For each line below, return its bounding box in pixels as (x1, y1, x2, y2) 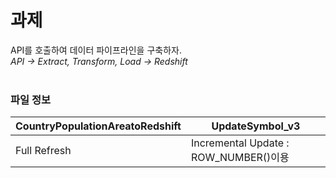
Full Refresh (15, 144, 72, 158)
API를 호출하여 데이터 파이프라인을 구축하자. (10, 44, 182, 56)
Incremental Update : (190, 136, 290, 150)
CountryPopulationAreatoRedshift (15, 119, 182, 133)
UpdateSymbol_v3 (211, 119, 301, 133)
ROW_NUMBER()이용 (190, 151, 290, 165)
